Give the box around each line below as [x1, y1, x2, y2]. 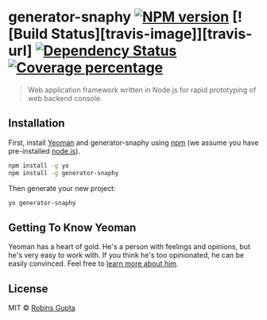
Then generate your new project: [8, 183, 116, 193]
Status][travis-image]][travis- [50, 25, 253, 43]
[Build [8, 25, 48, 43]
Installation [8, 116, 65, 131]
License [8, 282, 48, 295]
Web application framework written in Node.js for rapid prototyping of [27, 84, 257, 95]
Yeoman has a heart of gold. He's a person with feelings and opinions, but [8, 242, 250, 252]
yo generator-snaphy [8, 199, 77, 207]
